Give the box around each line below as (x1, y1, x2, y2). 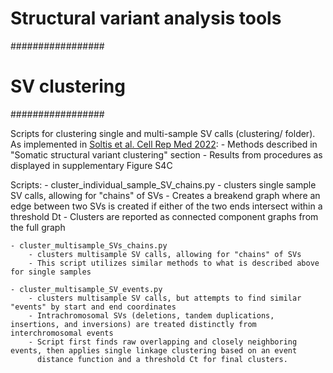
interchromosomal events (10, 328, 114, 338)
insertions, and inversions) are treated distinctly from (10, 319, 257, 329)
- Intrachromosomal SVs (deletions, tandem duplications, (28, 310, 275, 321)
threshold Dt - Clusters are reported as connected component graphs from (10, 210, 319, 222)
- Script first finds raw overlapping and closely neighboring (28, 337, 298, 347)
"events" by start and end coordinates (10, 302, 177, 312)
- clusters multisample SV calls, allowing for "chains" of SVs (28, 249, 302, 259)
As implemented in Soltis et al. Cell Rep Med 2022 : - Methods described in (10, 138, 318, 150)
